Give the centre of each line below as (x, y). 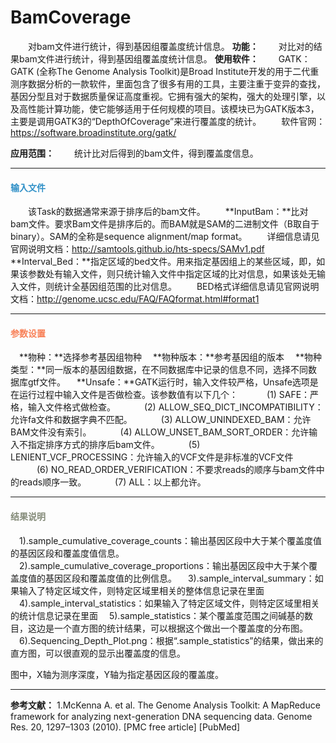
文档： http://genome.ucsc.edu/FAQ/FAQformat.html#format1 (135, 299)
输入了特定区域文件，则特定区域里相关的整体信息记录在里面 (141, 590)
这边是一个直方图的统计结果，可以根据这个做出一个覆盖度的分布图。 (167, 628)
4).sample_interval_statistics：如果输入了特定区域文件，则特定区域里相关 (169, 603)
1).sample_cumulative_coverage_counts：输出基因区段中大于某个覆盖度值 (170, 540)
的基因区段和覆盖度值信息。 (67, 553)
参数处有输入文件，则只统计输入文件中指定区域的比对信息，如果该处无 (172, 274)
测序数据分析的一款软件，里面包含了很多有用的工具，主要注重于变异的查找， (168, 83)
